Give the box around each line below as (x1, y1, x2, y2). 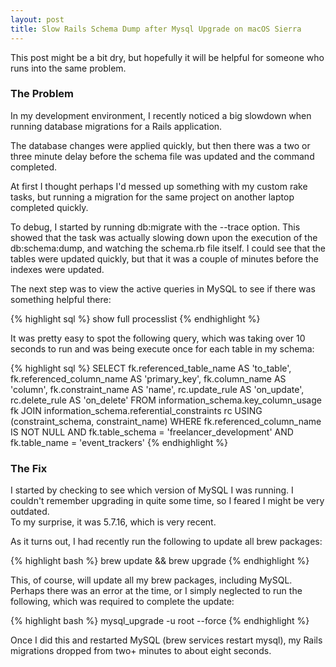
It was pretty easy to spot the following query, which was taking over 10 (10, 332, 306, 344)
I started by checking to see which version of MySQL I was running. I (10, 484, 294, 496)
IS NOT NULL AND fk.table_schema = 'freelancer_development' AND (10, 426, 294, 438)
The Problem (10, 87, 75, 101)
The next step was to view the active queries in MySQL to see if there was (10, 282, 316, 295)
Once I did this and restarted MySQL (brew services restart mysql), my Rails (10, 634, 323, 646)
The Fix (10, 461, 48, 475)
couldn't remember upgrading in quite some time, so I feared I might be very (10, 495, 325, 507)
